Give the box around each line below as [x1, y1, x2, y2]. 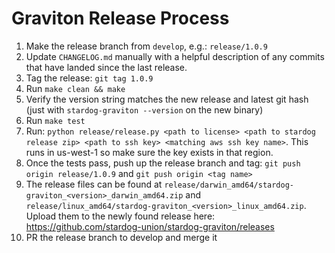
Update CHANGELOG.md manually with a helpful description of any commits [25, 50, 325, 62]
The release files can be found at [25, 178, 163, 190]
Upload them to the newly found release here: [25, 210, 216, 222]
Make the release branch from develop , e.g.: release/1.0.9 [25, 40, 268, 52]
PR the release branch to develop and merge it [25, 231, 218, 243]
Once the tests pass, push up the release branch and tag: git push [25, 157, 301, 169]
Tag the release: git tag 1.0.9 [25, 72, 154, 84]
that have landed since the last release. [25, 61, 188, 73]
